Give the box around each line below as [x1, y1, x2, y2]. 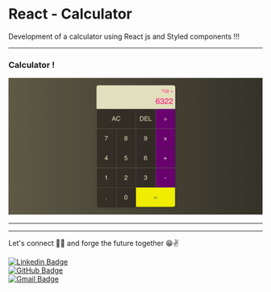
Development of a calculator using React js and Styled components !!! [8, 31, 240, 41]
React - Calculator [8, 5, 133, 23]
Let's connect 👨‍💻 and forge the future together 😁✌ [8, 239, 179, 248]
